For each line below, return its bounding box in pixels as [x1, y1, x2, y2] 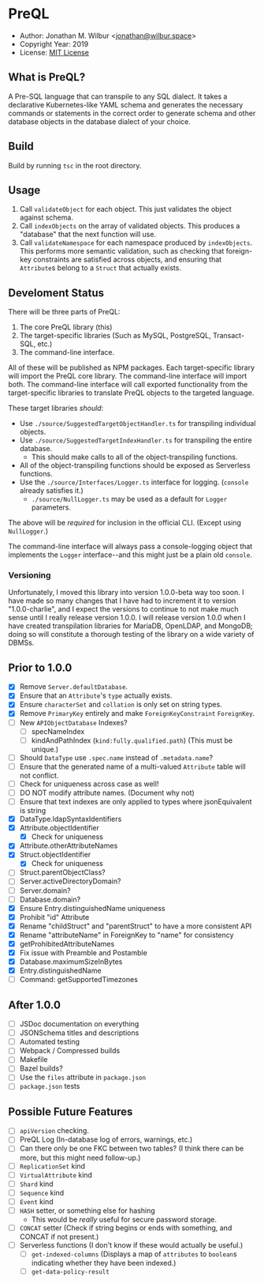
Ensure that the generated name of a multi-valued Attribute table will [19, 762, 246, 771]
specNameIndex [31, 726, 85, 736]
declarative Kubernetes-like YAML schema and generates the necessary [8, 100, 244, 109]
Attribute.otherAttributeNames [19, 841, 118, 850]
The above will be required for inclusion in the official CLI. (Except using [8, 518, 242, 528]
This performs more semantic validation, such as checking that [19, 247, 225, 256]
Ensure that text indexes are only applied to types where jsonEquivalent [19, 796, 252, 806]
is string [19, 806, 46, 815]
